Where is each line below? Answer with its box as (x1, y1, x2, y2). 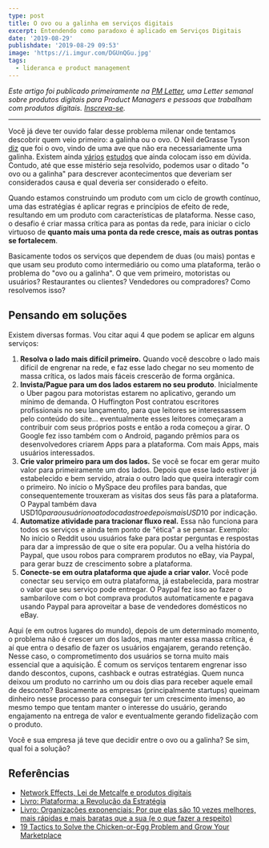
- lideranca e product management (15, 64, 130, 72)
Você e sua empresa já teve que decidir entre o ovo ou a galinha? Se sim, (8, 735, 250, 744)
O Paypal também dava (19, 499, 98, 508)
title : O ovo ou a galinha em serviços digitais (8, 19, 174, 27)
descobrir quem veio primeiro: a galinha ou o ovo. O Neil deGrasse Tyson (8, 134, 251, 145)
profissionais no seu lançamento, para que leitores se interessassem (19, 405, 247, 414)
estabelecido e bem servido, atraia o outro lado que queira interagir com (19, 473, 259, 483)
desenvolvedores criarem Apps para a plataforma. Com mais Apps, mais (19, 439, 259, 449)
